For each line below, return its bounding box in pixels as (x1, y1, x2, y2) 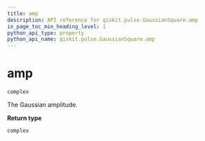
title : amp (7, 10, 39, 17)
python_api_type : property (7, 29, 85, 37)
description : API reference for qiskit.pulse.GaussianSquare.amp (7, 17, 198, 23)
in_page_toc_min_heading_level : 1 (7, 23, 107, 30)
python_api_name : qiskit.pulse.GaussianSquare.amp (7, 36, 155, 43)
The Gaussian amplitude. (7, 101, 78, 109)
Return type (7, 114, 43, 122)
